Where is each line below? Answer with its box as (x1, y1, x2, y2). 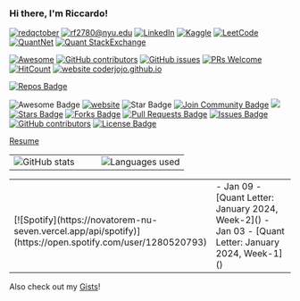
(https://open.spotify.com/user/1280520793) (13, 236, 207, 248)
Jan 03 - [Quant (215, 225, 286, 238)
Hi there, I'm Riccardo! (9, 7, 109, 20)
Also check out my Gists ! (9, 281, 101, 292)
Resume (9, 136, 40, 146)
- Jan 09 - (215, 180, 262, 193)
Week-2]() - (215, 213, 271, 226)
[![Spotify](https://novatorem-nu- (13, 213, 158, 226)
